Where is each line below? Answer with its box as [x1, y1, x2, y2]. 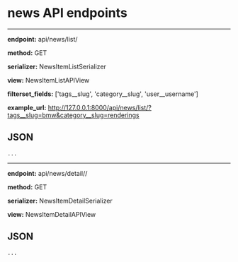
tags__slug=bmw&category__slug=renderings [7, 111, 140, 119]
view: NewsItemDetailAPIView [7, 210, 96, 218]
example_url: [7, 103, 47, 112]
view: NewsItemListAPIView [7, 76, 90, 84]
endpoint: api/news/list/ [7, 35, 78, 43]
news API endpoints [7, 5, 127, 21]
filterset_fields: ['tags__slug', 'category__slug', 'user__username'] [7, 90, 198, 98]
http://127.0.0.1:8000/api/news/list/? [47, 103, 152, 112]
